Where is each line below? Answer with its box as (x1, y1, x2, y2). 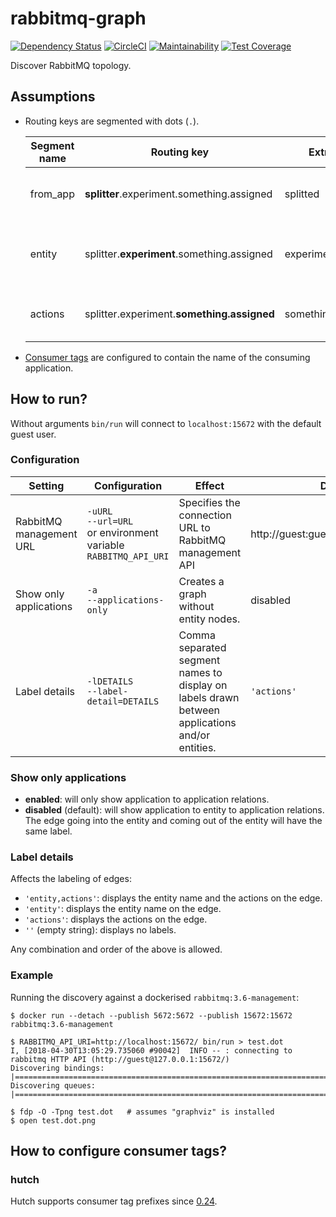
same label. (24, 825, 73, 837)
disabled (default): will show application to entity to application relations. (24, 804, 325, 816)
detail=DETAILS (86, 695, 160, 707)
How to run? (10, 391, 88, 408)
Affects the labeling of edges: (10, 873, 132, 885)
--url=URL (86, 515, 134, 527)
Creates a (178, 574, 225, 588)
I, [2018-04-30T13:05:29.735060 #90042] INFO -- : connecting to (10, 1045, 293, 1056)
